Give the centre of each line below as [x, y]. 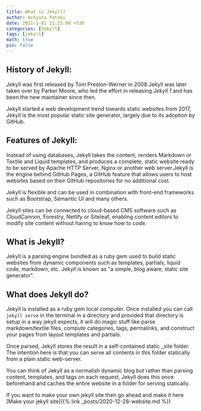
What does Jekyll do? [47, 295]
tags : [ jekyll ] [25, 34]
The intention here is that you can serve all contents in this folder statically [98, 353]
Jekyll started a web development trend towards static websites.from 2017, [99, 108]
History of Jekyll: [39, 70]
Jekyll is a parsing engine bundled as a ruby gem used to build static [91, 256]
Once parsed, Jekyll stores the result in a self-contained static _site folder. [98, 346]
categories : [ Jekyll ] [33, 29]
